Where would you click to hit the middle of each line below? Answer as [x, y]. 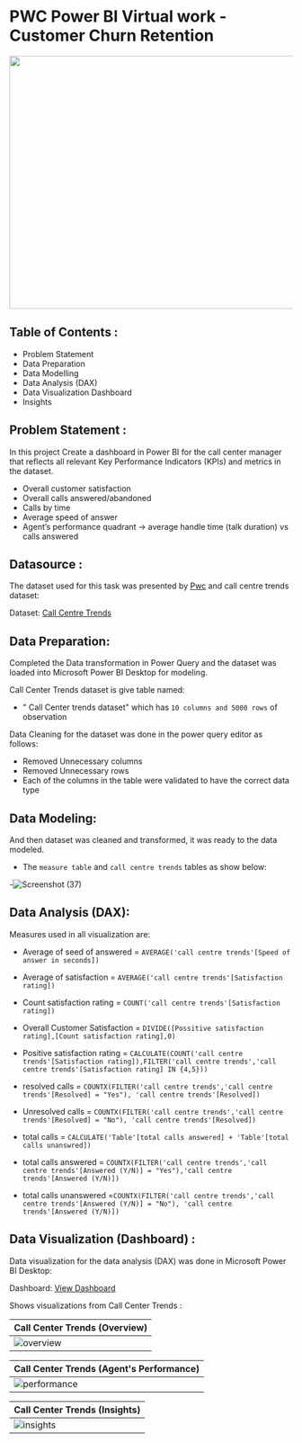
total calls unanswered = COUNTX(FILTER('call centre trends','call [148, 1195]
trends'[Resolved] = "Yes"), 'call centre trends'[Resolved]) [141, 1095]
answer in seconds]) [61, 960]
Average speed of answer [70, 517]
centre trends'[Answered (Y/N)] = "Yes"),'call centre [127, 1170]
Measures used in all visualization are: [80, 934]
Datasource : [46, 564]
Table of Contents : [64, 332]
